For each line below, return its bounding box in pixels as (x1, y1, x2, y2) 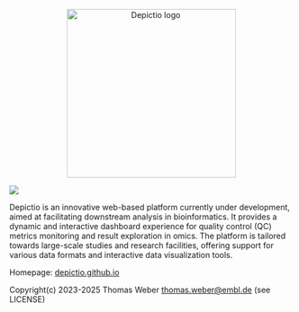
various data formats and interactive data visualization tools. (9, 250, 233, 260)
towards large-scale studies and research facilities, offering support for (9, 240, 275, 251)
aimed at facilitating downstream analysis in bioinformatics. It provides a (9, 211, 277, 222)
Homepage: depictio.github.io (9, 267, 120, 278)
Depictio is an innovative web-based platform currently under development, (9, 202, 291, 212)
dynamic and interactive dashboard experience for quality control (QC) (9, 221, 272, 231)
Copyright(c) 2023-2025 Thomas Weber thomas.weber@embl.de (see (9, 284, 271, 295)
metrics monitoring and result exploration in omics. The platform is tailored (9, 230, 286, 241)
